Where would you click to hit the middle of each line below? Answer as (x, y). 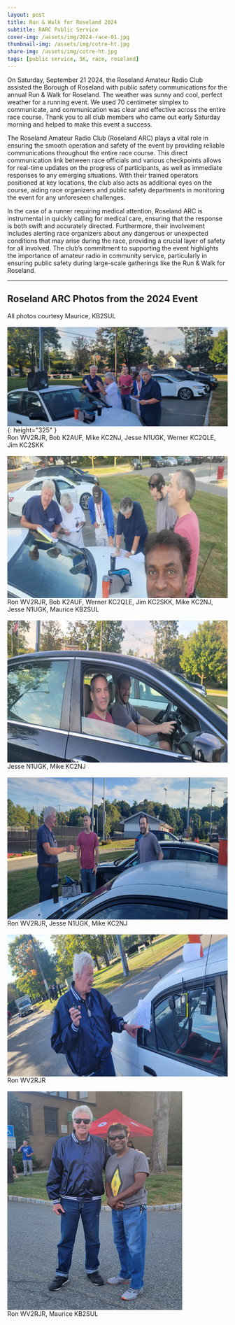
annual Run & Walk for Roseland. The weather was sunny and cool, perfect (115, 94)
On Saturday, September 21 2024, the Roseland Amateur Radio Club (105, 80)
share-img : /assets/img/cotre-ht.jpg (62, 52)
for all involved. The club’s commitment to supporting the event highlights (113, 248)
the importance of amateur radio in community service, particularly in (107, 255)
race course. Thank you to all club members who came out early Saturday (114, 117)
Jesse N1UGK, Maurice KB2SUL (53, 609)
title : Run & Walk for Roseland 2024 (62, 22)
